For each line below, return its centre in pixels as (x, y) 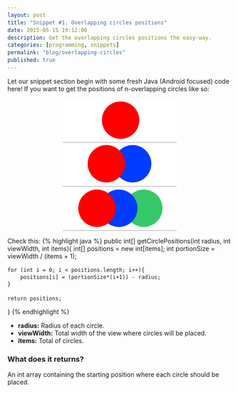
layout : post (27, 15)
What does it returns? (46, 359)
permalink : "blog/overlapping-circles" (67, 53)
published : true (31, 61)
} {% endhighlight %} (38, 311)
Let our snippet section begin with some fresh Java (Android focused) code (119, 81)
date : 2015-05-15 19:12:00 (47, 30)
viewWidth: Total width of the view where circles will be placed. (112, 333)
